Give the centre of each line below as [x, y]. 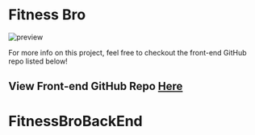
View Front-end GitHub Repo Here [96, 86]
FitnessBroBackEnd [75, 121]
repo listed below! [38, 61]
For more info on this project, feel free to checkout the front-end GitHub [128, 52]
